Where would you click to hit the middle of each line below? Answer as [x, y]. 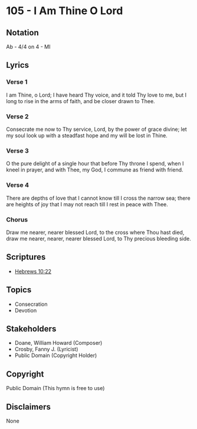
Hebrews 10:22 [33, 271]
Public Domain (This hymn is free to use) [55, 388]
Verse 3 [17, 150]
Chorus [17, 219]
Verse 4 [18, 185]
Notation [23, 33]
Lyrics [18, 65]
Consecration [31, 304]
